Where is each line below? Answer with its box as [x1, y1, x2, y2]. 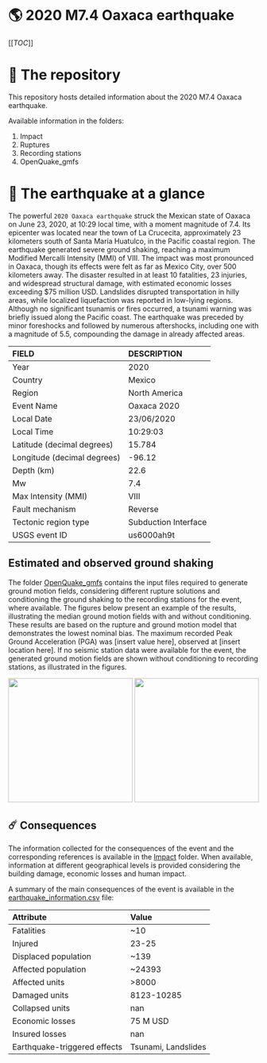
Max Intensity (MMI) [12, 491, 87, 502]
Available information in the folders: [8, 116, 125, 126]
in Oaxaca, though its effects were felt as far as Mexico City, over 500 [8, 262, 237, 271]
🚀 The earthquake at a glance [8, 184, 205, 203]
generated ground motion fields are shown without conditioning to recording [8, 654, 258, 663]
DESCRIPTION [128, 347, 183, 359]
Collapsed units [12, 1003, 70, 1014]
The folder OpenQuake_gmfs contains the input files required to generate [8, 577, 248, 587]
